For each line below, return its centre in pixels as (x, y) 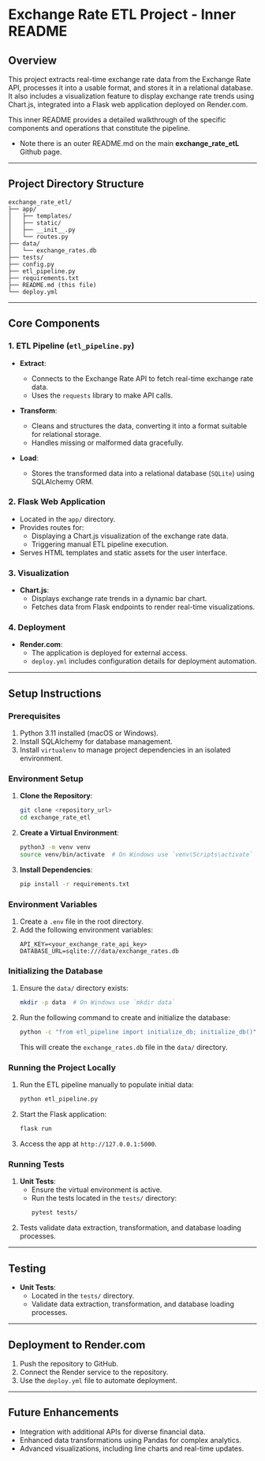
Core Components (54, 324)
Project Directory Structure (76, 184)
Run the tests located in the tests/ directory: (104, 1198)
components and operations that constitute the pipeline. (99, 128)
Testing (27, 1268)
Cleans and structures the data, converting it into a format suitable (139, 426)
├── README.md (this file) (52, 285)
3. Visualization (39, 573)
